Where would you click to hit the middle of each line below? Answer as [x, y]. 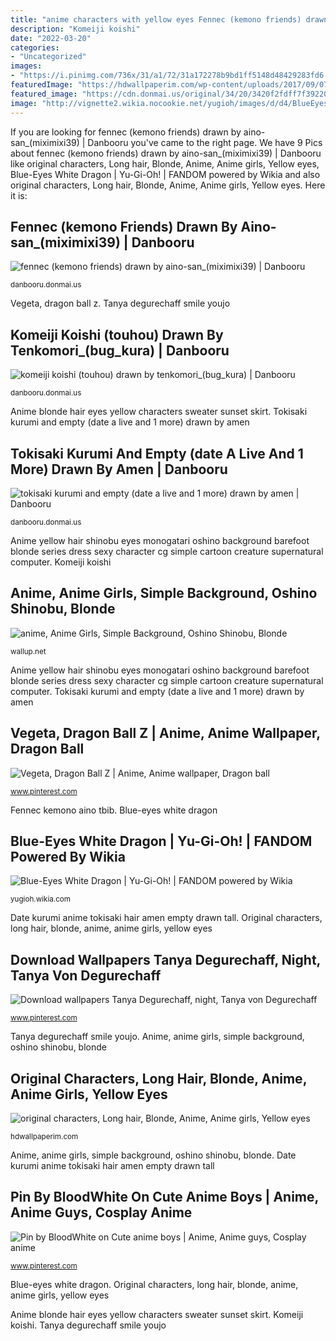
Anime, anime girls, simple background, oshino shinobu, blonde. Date [153, 1155]
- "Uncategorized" [48, 57]
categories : [35, 47]
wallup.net [28, 651]
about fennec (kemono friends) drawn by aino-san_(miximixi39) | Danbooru [166, 153]
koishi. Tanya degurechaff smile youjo [88, 1325]
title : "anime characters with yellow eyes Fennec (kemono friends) [156, 19]
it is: [19, 195]
